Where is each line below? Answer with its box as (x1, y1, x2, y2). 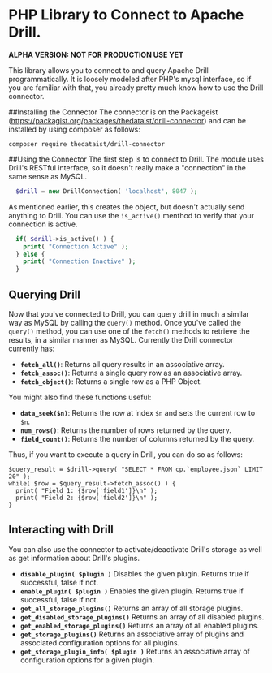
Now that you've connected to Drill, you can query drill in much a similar (8, 309, 250, 318)
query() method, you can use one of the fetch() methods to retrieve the (8, 326, 250, 336)
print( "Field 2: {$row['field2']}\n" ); (15, 494, 158, 502)
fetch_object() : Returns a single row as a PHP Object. (19, 377, 203, 386)
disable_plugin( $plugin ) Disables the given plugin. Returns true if (19, 568, 249, 578)
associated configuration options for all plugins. (19, 637, 180, 647)
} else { (15, 250, 45, 258)
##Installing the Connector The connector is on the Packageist (8, 107, 218, 117)
